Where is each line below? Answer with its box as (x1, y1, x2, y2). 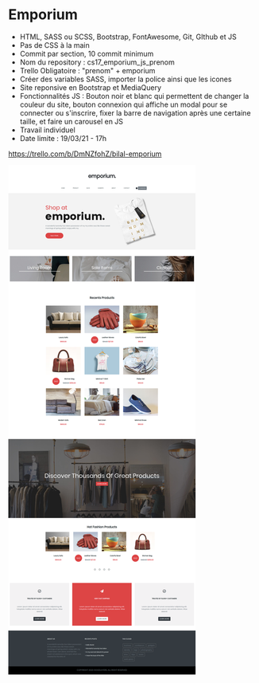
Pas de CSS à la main (19, 40, 90, 49)
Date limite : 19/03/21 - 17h (19, 133, 107, 143)
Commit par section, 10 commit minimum (19, 49, 154, 58)
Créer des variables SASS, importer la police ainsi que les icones (19, 74, 232, 84)
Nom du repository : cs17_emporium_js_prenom (19, 57, 175, 67)
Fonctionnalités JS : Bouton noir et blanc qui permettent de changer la (19, 91, 249, 100)
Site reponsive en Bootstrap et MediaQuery (19, 82, 161, 92)
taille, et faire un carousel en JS (19, 116, 124, 126)
